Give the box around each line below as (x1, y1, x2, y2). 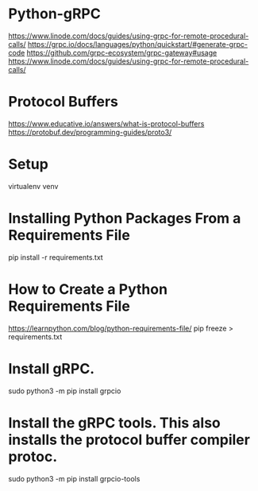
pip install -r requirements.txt (8, 252, 103, 262)
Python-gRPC (8, 5, 101, 23)
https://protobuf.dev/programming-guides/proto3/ (8, 127, 172, 137)
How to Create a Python (8, 280, 168, 298)
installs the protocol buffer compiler (8, 431, 250, 449)
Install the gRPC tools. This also (8, 414, 221, 431)
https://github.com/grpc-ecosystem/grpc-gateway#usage (26, 48, 218, 57)
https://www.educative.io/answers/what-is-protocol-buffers (8, 118, 205, 128)
